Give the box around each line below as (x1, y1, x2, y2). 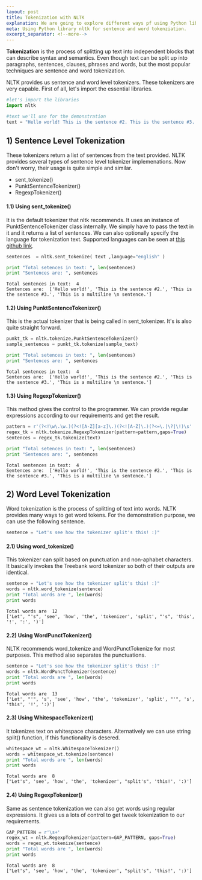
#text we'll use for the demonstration (6, 113, 106, 120)
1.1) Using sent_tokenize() (6, 203, 72, 210)
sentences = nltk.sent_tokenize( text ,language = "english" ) (6, 253, 165, 260)
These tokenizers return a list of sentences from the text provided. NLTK (6, 151, 185, 159)
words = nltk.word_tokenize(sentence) (6, 586, 103, 592)
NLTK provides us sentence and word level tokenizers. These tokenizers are (6, 79, 194, 86)
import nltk (6, 103, 36, 109)
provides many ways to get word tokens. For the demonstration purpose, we (6, 511, 195, 519)
